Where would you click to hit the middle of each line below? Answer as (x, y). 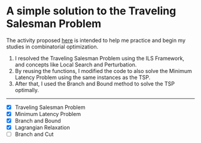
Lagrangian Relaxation (42, 127)
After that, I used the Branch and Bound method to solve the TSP (95, 83)
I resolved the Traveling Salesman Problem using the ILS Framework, (99, 58)
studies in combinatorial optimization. (52, 47)
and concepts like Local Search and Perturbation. (76, 65)
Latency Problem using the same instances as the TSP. (83, 77)
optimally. (27, 90)
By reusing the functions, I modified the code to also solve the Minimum (103, 71)
